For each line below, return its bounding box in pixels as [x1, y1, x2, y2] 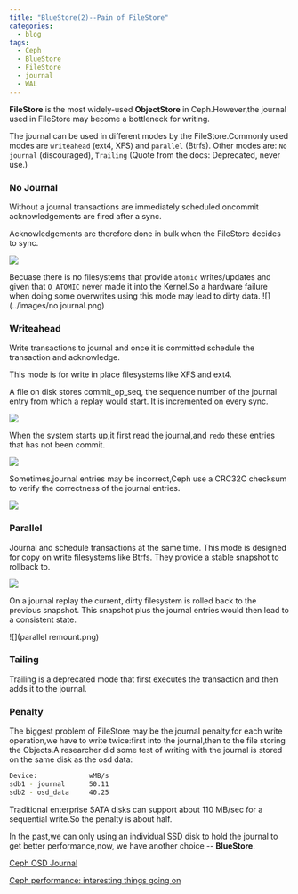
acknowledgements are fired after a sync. [9, 210, 162, 221]
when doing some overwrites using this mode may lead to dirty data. [9, 291, 261, 301]
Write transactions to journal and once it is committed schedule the [9, 342, 255, 353]
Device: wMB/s [9, 772, 109, 781]
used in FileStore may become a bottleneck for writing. [9, 113, 211, 124]
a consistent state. [9, 614, 77, 625]
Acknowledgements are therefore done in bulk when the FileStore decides [9, 228, 282, 239]
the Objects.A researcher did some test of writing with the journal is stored [9, 745, 283, 756]
